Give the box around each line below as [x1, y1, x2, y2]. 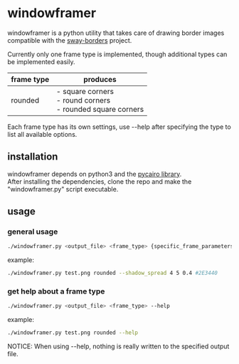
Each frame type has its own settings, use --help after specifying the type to [7, 123, 231, 131]
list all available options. [7, 130, 78, 138]
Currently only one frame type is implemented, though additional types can [7, 50, 228, 58]
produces [83, 74, 117, 84]
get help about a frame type [7, 286, 105, 296]
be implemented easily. [7, 57, 75, 66]
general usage [7, 227, 58, 236]
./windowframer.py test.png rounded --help [7, 329, 139, 336]
